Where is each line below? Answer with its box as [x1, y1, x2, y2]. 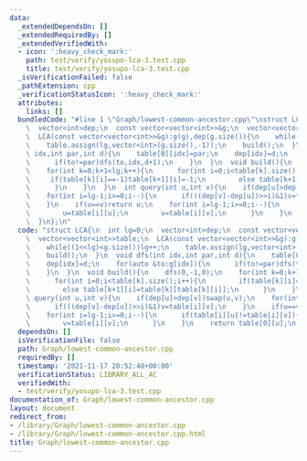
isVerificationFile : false [17, 336, 121, 345]
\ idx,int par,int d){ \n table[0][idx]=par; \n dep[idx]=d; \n [26, 149, 288, 158]
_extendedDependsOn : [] [17, 22, 108, 31]
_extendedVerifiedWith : [17, 38, 108, 48]
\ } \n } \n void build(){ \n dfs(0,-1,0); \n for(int [26, 268, 268, 278]
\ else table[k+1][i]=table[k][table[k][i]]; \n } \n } [26, 285, 297, 294]
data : [9, 13, 30, 23]
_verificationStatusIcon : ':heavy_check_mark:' [17, 89, 203, 99]
